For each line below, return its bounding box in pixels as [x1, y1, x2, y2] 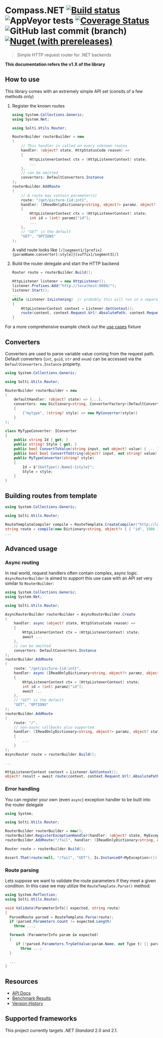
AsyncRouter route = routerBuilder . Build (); [5, 752, 97, 757]
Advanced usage [5, 544, 58, 553]
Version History [12, 1001, 43, 1006]
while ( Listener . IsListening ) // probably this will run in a [12, 297, 143, 302]
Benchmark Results [12, 995, 51, 1001]
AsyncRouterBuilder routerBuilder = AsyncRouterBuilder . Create [5, 612, 136, 617]
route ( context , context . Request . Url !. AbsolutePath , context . [21, 311, 147, 315]
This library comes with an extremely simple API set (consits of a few [5, 88, 143, 94]
